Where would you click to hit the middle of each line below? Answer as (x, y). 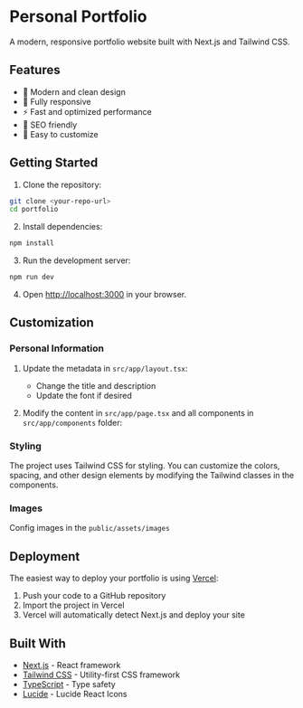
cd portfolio (34, 210)
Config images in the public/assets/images (90, 528)
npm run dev (32, 278)
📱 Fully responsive (57, 101)
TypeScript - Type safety (69, 684)
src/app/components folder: (72, 422)
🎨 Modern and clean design (74, 91)
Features (35, 70)
